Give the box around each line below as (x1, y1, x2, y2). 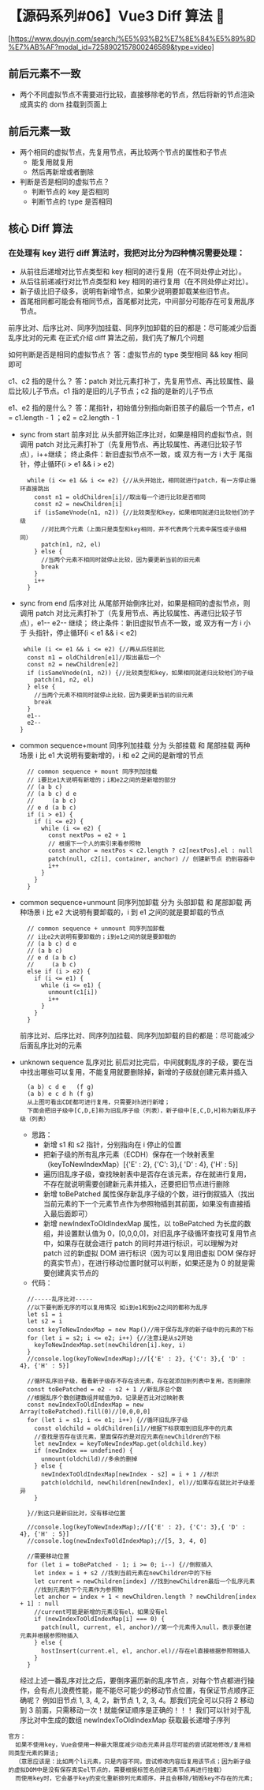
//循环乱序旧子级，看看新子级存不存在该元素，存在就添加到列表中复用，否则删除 (27, 1377, 251, 1386)
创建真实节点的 (50, 1268, 99, 1278)
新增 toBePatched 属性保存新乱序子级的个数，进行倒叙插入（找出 (43, 1189, 255, 1199)
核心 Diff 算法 (8, 222, 73, 235)
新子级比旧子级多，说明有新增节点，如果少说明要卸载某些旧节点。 (19, 287, 234, 296)
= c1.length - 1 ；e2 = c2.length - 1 (8, 413, 120, 422)
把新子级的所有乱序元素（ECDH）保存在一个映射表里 (43, 1150, 215, 1159)
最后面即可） (50, 1209, 92, 1218)
